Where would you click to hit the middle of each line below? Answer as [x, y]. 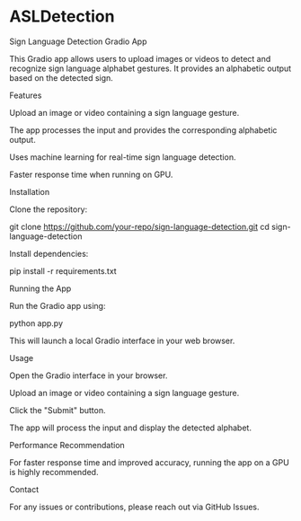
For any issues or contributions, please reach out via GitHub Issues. [134, 507]
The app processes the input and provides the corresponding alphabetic [143, 130]
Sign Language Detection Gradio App [78, 41]
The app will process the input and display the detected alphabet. [130, 428]
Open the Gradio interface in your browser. [89, 375]
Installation [30, 191]
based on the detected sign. [62, 77]
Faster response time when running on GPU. [91, 174]
